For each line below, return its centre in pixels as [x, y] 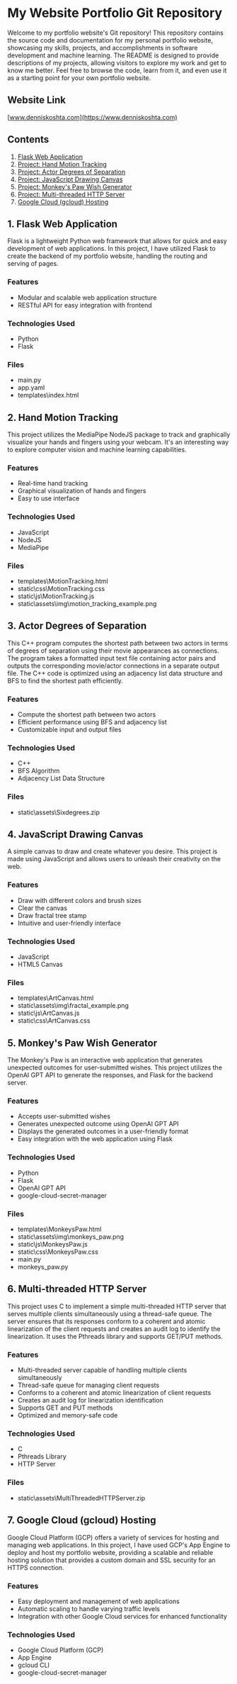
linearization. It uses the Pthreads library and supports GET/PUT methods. [115, 1336]
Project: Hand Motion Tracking [62, 164]
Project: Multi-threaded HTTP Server [71, 194]
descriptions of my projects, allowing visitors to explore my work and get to [117, 62]
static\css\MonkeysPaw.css [58, 1252]
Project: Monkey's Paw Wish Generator [75, 186]
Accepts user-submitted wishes [64, 1116]
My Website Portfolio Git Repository [115, 13]
